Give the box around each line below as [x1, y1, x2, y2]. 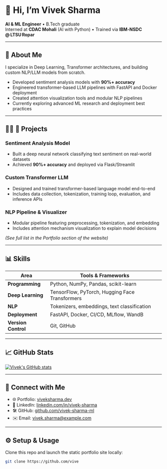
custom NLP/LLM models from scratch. [5, 69, 85, 75]
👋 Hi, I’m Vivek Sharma [5, 4, 101, 16]
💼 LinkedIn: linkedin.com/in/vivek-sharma [12, 402, 97, 408]
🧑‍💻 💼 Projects [5, 125, 48, 133]
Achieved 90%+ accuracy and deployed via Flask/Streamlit [12, 162, 135, 168]
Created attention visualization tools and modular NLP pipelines [12, 95, 143, 101]
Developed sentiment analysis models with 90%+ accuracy [12, 79, 135, 85]
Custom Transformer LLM [5, 174, 69, 181]
